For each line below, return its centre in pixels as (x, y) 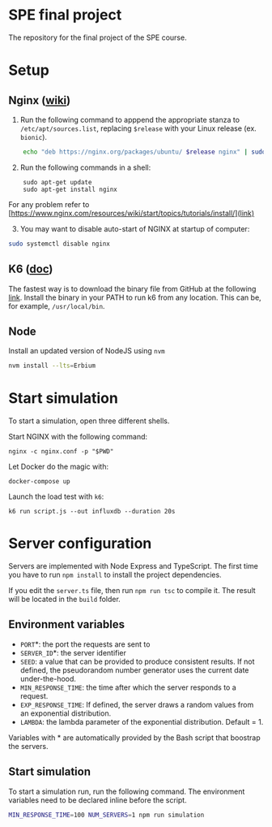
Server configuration (80, 544)
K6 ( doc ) (31, 269)
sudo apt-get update (57, 182)
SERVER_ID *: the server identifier (73, 652)
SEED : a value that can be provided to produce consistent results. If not (137, 661)
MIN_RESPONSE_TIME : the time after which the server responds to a (128, 687)
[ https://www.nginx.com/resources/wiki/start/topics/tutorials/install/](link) (132, 213)
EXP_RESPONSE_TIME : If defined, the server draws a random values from (137, 704)
